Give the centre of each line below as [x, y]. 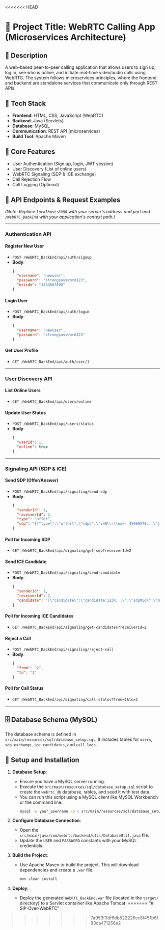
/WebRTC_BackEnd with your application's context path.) [60, 217]
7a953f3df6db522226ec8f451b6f [124, 918]
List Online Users [23, 391]
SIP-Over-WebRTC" [40, 908]
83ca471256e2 [106, 923]
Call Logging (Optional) [36, 184]
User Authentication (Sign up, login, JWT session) [63, 164]
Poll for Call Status [24, 688]
